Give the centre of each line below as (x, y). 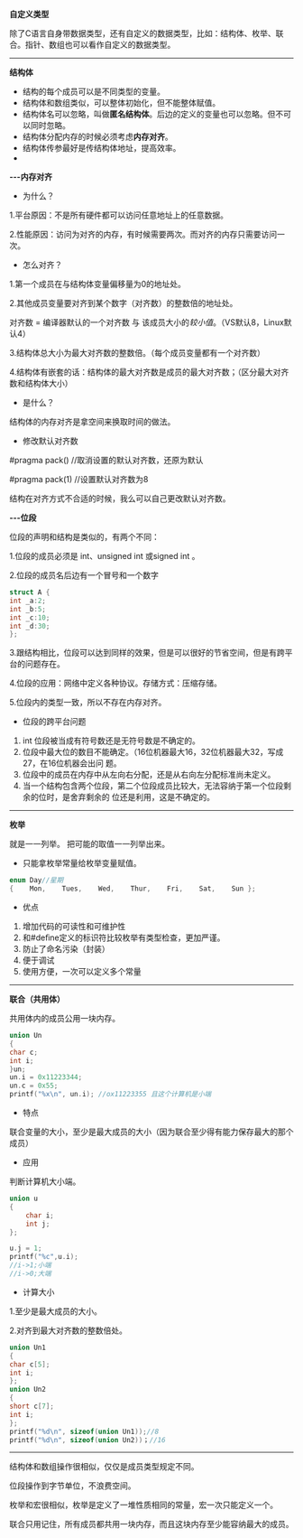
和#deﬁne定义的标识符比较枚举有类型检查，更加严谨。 (124, 937)
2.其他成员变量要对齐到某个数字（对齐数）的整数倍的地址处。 (124, 303)
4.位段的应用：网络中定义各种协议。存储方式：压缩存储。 (116, 683)
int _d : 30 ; (30, 626)
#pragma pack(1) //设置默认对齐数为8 (79, 479)
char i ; (40, 1215)
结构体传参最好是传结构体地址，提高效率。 (101, 148)
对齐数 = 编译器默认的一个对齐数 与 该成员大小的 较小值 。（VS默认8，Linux (147, 322)
